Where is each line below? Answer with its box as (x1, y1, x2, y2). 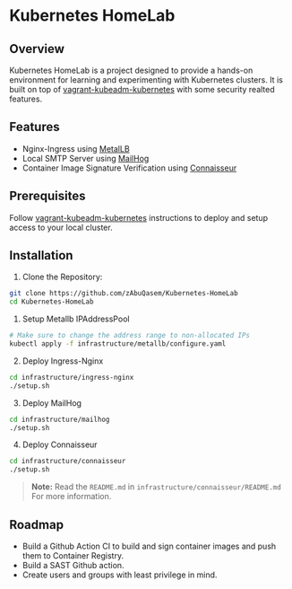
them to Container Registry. (21, 550, 124, 561)
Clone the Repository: (21, 271, 103, 283)
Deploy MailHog (21, 397, 82, 409)
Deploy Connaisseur (21, 439, 98, 450)
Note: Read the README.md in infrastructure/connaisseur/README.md (30, 481, 282, 492)
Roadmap (9, 517, 64, 532)
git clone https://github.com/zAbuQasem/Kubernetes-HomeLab (9, 289, 239, 298)
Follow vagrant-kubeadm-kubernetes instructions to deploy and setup (9, 212, 269, 223)
